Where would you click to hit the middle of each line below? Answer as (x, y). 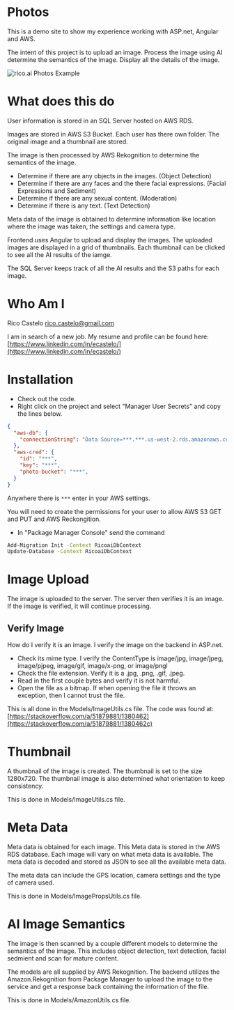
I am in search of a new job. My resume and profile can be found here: (108, 336)
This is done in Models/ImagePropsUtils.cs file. (75, 896)
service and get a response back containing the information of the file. (108, 986)
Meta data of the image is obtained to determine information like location (111, 219)
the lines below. (40, 413)
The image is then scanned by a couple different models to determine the (112, 943)
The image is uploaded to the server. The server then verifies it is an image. (116, 599)
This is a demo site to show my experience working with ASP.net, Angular (113, 31)
